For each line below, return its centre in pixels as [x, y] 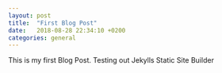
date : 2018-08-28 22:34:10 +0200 [67, 30]
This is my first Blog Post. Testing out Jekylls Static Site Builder [111, 60]
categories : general [42, 38]
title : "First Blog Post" [53, 23]
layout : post [30, 15]
